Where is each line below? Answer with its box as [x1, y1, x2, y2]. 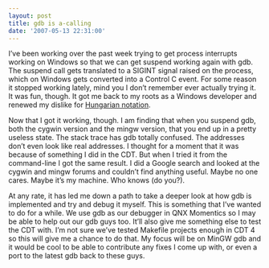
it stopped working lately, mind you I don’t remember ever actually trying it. [8, 83, 257, 93]
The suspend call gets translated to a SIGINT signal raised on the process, [8, 66, 254, 76]
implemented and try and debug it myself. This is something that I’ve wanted [8, 200, 262, 209]
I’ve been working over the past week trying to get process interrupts [8, 49, 238, 59]
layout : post [8, 11, 52, 20]
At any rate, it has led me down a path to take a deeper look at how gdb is [8, 191, 252, 201]
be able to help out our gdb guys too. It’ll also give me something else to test [8, 216, 262, 226]
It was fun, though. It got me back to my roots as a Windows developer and [8, 92, 257, 101]
